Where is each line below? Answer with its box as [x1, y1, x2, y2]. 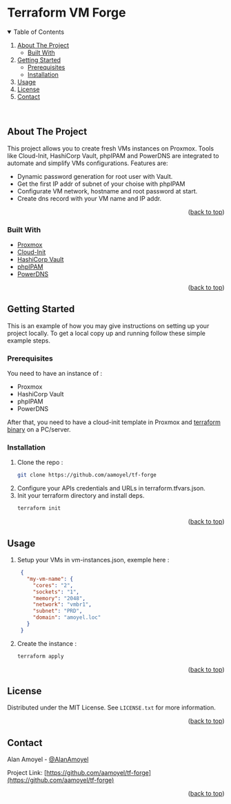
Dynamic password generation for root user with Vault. [17, 172, 173, 180]
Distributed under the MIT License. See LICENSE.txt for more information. [7, 703, 216, 712]
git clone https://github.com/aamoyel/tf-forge [17, 472, 157, 479]
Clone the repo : [17, 458, 63, 467]
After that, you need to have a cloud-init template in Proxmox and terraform [7, 418, 221, 426]
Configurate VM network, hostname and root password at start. [17, 186, 198, 195]
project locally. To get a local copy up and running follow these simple [7, 329, 205, 337]
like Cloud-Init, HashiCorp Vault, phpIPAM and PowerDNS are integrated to [7, 151, 219, 160]
